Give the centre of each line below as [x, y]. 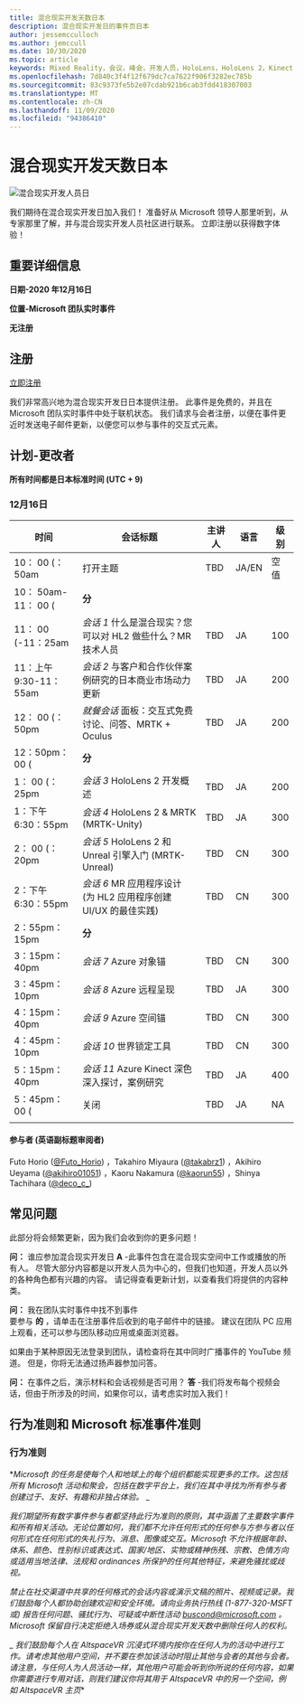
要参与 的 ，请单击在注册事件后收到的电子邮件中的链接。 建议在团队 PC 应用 [151, 1321]
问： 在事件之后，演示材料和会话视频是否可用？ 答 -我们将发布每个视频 [141, 1382]
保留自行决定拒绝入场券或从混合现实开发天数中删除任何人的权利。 [169, 1625]
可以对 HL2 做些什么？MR [137, 635]
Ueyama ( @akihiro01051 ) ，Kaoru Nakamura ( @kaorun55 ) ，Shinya [135, 1173]
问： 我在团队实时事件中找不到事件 [74, 1309]
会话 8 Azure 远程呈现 [129, 989]
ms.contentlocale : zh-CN [56, 102]
